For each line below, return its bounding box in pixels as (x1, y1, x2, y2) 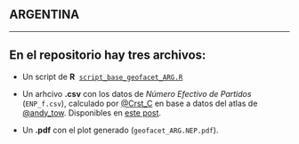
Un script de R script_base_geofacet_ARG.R (21, 71, 183, 82)
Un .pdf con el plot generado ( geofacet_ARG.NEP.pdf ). (21, 124, 219, 135)
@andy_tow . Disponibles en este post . (21, 107, 162, 118)
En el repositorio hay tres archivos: (9, 48, 206, 63)
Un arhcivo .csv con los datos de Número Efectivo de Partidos (21, 88, 252, 99)
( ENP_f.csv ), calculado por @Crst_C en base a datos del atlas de (21, 98, 258, 108)
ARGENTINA (9, 7, 80, 22)
